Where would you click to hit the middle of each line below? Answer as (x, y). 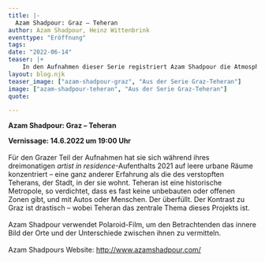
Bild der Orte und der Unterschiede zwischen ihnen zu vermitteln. (115, 233)
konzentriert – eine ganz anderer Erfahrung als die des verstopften (116, 174)
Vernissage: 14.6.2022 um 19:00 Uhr (70, 141)
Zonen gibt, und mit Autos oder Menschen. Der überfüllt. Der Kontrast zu (127, 200)
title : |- (24, 15)
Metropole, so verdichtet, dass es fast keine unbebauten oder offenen (121, 191)
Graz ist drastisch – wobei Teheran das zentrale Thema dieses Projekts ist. (129, 208)
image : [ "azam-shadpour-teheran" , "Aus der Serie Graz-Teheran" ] (118, 89)
